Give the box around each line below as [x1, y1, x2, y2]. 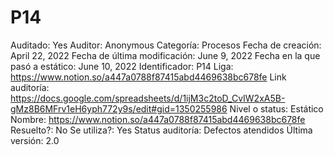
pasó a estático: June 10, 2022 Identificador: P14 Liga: [10, 60, 234, 72]
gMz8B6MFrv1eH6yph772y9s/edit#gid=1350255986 [10, 102, 228, 115]
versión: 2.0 [10, 134, 60, 146]
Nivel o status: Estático [229, 102, 324, 115]
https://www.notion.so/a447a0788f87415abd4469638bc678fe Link [10, 71, 287, 83]
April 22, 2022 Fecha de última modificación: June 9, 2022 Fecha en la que [10, 49, 321, 61]
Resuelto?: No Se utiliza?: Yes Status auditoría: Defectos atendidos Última [10, 124, 313, 136]
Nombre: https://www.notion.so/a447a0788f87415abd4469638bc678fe [10, 113, 306, 125]
